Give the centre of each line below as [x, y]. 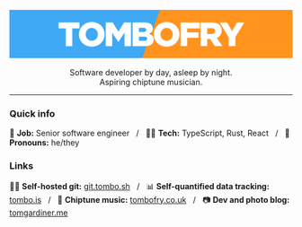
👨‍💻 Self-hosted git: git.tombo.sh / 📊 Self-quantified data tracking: [139, 186]
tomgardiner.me [39, 213]
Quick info [32, 114]
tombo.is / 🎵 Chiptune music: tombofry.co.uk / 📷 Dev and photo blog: [150, 199]
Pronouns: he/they [44, 143]
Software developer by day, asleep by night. [151, 73]
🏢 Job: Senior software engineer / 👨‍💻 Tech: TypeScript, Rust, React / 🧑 [150, 133]
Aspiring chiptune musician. [151, 83]
